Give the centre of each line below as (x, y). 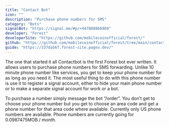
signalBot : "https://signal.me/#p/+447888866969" (58, 29)
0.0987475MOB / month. (31, 119)
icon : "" (14, 15)
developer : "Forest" (27, 33)
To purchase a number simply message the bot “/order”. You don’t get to (80, 98)
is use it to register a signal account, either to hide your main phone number (84, 83)
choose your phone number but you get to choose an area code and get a (82, 103)
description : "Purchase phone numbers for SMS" (56, 19)
